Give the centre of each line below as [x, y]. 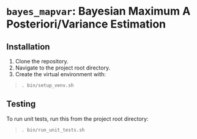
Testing [21, 104]
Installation [28, 47]
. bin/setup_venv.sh [47, 85]
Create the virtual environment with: [60, 74]
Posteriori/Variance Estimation [86, 24]
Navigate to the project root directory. [63, 68]
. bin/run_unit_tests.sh [53, 130]
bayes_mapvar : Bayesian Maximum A [98, 11]
